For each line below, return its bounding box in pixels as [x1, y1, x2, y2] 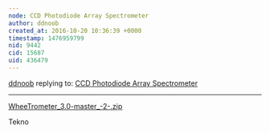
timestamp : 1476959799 [8, 34, 84, 42]
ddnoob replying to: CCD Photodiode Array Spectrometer [8, 78, 198, 88]
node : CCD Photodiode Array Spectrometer [8, 11, 149, 20]
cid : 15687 [8, 49, 45, 57]
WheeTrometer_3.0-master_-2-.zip [8, 101, 123, 111]
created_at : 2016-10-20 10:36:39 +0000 [8, 26, 142, 34]
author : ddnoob [8, 19, 59, 27]
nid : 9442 [8, 42, 42, 50]
